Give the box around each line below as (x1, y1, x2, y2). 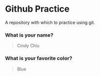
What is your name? (5, 32, 54, 38)
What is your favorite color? (5, 55, 72, 62)
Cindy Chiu (17, 43, 40, 49)
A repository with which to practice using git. (5, 19, 95, 25)
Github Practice (5, 3, 70, 15)
